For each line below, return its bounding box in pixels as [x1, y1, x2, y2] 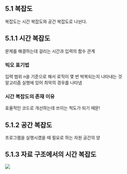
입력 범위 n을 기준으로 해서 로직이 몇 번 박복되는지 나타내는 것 [5, 73, 122, 79]
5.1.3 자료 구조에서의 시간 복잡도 [5, 151, 97, 159]
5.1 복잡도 [5, 4, 33, 13]
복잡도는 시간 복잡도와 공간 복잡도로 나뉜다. [5, 19, 87, 24]
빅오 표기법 [5, 62, 30, 68]
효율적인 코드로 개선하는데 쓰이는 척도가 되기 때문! [5, 105, 101, 111]
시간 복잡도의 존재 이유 [5, 93, 55, 100]
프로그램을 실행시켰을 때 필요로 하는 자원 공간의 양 [5, 135, 100, 141]
